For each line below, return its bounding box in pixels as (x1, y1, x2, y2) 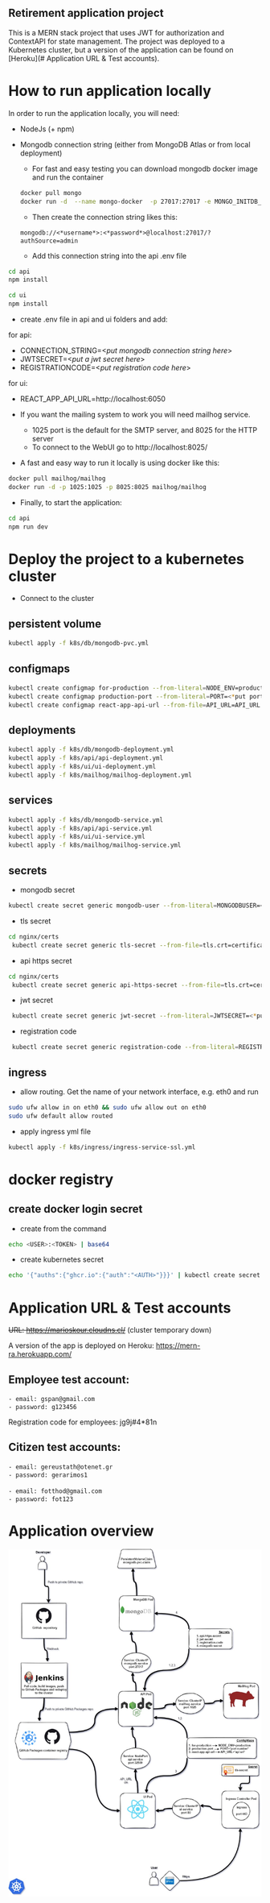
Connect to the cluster (19, 594, 95, 603)
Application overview (8, 1522, 154, 1540)
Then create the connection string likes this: (31, 212, 178, 222)
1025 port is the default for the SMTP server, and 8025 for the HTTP (31, 425, 258, 434)
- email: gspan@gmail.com (8, 1395, 95, 1403)
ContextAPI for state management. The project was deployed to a (8, 36, 225, 46)
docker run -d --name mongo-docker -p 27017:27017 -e (19, 197, 211, 205)
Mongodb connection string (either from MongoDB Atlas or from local (19, 139, 251, 149)
